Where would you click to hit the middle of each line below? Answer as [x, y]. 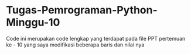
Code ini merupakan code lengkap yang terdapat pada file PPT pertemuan [96, 38]
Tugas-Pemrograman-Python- [82, 10]
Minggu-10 [33, 22]
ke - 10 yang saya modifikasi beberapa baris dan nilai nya [75, 45]
